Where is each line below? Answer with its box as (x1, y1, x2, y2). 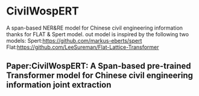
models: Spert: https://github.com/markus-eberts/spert (6, 37, 142, 44)
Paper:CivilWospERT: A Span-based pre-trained (6, 61, 191, 71)
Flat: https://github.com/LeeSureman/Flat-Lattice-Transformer (6, 43, 159, 51)
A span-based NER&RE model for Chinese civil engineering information (6, 24, 183, 31)
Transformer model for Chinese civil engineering (6, 71, 194, 81)
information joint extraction (6, 80, 112, 90)
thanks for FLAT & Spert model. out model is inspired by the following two (6, 30, 189, 37)
